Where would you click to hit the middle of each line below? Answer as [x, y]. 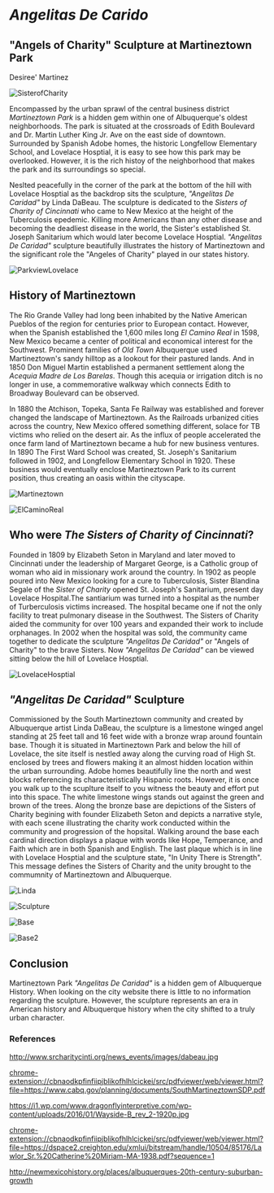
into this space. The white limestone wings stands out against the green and [137, 797]
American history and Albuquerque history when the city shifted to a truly [132, 1009]
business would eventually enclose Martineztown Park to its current [123, 469]
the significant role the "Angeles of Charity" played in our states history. [129, 254]
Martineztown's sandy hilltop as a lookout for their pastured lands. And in [132, 358]
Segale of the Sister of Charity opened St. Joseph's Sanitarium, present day [136, 589]
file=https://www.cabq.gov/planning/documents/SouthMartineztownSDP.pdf [137, 1090]
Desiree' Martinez [39, 77]
